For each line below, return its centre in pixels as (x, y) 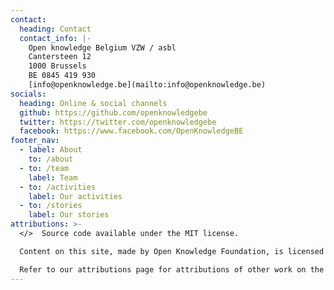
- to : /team (44, 168)
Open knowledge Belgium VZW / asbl (102, 47)
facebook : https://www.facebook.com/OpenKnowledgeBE (131, 131)
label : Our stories (69, 215)
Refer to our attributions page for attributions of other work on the (172, 269)
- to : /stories (51, 206)
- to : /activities (58, 187)
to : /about (51, 159)
